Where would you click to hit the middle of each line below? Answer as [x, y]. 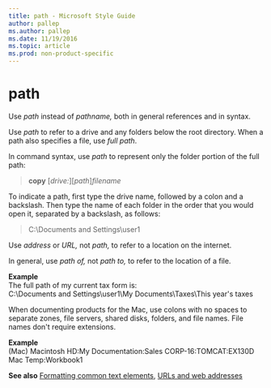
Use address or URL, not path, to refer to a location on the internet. [120, 245]
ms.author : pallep [39, 31]
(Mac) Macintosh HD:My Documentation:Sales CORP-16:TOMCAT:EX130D [131, 351]
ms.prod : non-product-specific [61, 54]
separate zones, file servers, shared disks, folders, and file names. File [126, 318]
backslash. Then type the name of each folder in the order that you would [131, 205]
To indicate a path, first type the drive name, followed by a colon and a [126, 196]
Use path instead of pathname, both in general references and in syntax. [129, 116]
